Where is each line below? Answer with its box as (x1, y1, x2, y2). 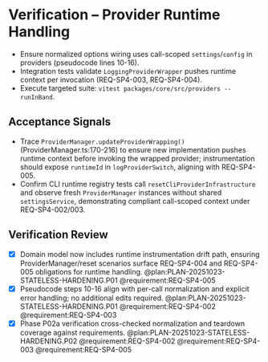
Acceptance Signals (8, 115, 111, 129)
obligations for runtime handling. (35, 266, 143, 276)
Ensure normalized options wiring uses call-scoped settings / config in (19, 49, 253, 59)
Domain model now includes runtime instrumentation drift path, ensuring (19, 249, 260, 258)
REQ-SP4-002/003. (19, 205, 86, 214)
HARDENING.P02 (19, 336, 78, 346)
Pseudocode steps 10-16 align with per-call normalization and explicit (19, 283, 250, 294)
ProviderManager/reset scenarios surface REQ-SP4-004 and (19, 258, 222, 268)
